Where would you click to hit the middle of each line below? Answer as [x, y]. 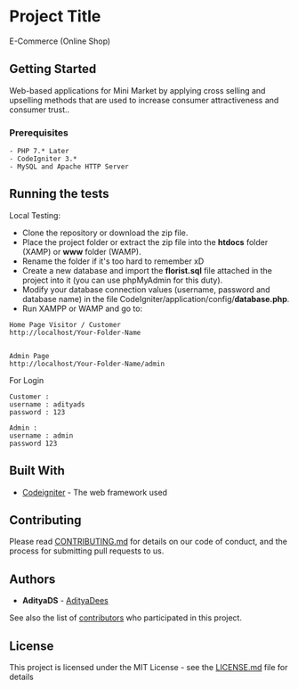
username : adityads [48, 404]
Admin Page [29, 356]
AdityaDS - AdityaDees [65, 601]
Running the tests [59, 194]
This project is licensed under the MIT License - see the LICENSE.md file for [149, 668]
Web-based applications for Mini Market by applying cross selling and [137, 90]
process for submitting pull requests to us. [87, 551]
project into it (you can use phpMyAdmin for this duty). [122, 280]
